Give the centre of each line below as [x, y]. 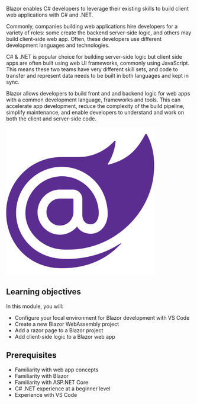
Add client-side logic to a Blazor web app [65, 336]
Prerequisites [31, 355]
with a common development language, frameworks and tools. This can [93, 100]
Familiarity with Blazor [42, 376]
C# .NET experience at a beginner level [62, 389]
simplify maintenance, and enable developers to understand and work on [95, 112]
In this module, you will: [35, 306]
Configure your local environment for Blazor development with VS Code [102, 317]
